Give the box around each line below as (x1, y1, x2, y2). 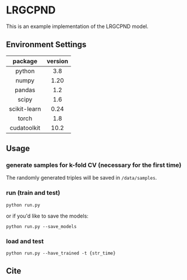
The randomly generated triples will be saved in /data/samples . (6, 174, 157, 181)
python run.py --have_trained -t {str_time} (6, 250, 116, 257)
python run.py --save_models (6, 223, 77, 229)
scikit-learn (9, 104, 41, 113)
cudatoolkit (9, 124, 41, 132)
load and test (6, 237, 44, 245)
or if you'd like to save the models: (6, 212, 89, 219)
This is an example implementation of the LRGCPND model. (6, 23, 149, 30)
